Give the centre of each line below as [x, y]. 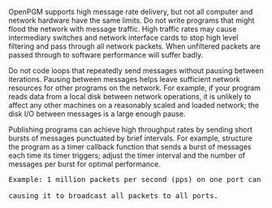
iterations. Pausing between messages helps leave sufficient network [125, 79]
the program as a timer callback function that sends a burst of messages [130, 147]
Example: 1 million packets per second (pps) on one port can [135, 179]
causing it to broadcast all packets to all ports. [114, 195]
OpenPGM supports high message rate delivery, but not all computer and [131, 12]
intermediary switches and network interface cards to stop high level [123, 37]
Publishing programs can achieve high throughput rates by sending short [131, 130]
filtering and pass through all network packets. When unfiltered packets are [135, 46]
